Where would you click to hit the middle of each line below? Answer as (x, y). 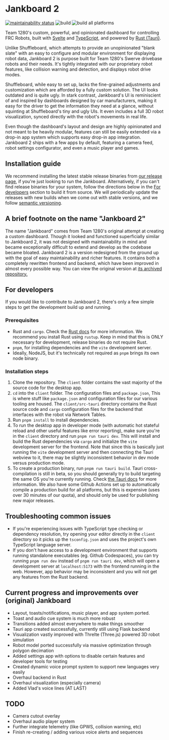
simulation (23, 639)
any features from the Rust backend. (50, 577)
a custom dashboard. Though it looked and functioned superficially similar (82, 236)
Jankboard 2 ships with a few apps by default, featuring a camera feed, (79, 143)
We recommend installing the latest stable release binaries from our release (84, 176)
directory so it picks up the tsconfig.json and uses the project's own (84, 539)
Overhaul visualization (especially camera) (57, 682)
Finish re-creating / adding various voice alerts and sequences (78, 732)
